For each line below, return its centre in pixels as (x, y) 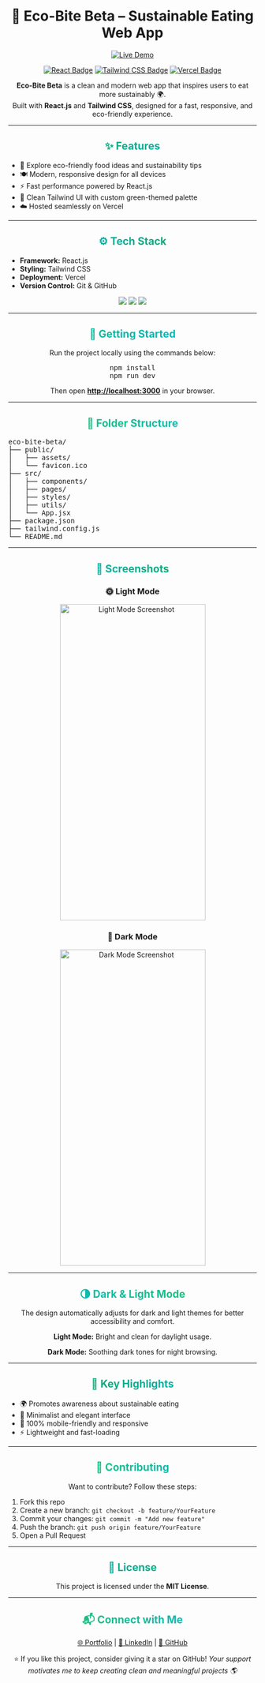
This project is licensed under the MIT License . (132, 1587)
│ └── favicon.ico (48, 466)
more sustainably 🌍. (132, 94)
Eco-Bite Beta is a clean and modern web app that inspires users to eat (132, 85)
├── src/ (25, 474)
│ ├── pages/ (37, 489)
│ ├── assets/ (39, 458)
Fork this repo (42, 1501)
